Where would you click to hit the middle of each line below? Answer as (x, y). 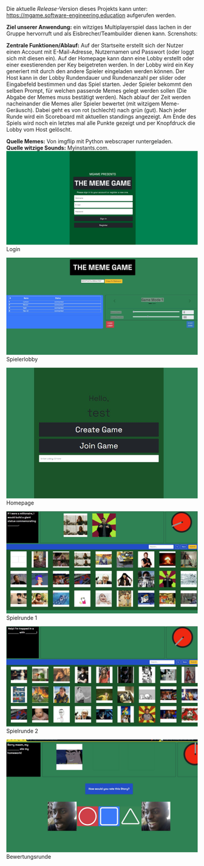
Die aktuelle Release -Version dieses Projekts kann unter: (77, 9)
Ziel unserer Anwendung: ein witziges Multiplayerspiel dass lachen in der (99, 27)
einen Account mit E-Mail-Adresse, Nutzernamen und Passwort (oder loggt (100, 52)
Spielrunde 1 (22, 618)
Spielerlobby (22, 359)
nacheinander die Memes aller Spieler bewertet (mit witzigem (83, 104)
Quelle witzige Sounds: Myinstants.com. (58, 148)
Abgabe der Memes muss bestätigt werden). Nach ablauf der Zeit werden (99, 97)
